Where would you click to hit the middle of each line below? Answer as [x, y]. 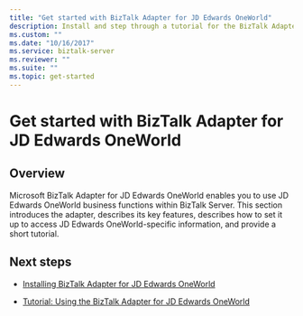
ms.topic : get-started [52, 77]
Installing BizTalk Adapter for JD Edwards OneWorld [119, 283]
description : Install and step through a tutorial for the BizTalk [139, 26]
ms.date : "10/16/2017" [52, 43]
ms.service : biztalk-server [62, 51]
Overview [37, 174]
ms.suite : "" [34, 69]
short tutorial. [34, 233]
